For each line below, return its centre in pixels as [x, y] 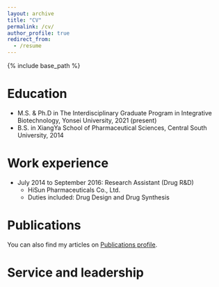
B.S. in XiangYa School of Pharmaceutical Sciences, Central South [112, 128]
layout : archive [31, 14]
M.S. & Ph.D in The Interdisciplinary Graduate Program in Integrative [114, 113]
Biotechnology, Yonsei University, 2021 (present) [87, 120]
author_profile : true [39, 33]
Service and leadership [75, 272]
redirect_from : [29, 40]
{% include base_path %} [44, 66]
